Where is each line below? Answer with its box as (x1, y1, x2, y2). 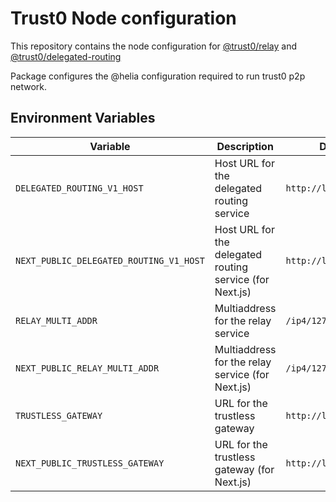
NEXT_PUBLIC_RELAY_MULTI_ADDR (15, 362, 160, 374)
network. (10, 80, 48, 92)
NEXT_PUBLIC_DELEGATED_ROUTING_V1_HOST (15, 255, 205, 266)
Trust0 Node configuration (10, 7, 237, 30)
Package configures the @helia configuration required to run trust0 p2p (10, 70, 306, 82)
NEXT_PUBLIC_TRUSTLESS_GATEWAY (15, 457, 165, 469)
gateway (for (214, 462, 275, 476)
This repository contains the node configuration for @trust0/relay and (10, 40, 298, 52)
